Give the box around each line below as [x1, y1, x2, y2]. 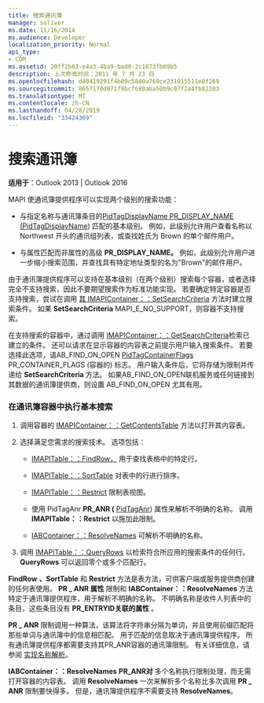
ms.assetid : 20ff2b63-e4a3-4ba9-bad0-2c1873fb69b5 [8, 63, 178, 71]
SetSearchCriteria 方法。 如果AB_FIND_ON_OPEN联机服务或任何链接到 [23, 369, 255, 379]
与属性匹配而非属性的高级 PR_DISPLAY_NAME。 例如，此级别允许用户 [19, 247, 249, 257]
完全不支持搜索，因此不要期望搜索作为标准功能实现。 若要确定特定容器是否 [8, 284, 251, 294]
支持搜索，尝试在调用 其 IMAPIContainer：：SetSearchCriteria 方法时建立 [8, 294, 246, 303]
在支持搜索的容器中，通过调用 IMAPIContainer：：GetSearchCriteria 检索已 [8, 330, 250, 339]
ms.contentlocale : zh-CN [8, 99, 90, 107]
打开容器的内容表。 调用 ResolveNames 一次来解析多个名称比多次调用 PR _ [8, 676, 252, 686]
